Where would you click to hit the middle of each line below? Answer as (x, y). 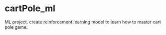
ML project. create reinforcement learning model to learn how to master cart (83, 22)
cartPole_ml (30, 9)
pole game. (16, 27)
